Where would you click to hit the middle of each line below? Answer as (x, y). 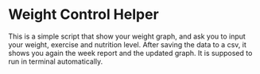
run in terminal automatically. (56, 61)
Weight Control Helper (83, 15)
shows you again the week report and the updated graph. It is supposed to (130, 53)
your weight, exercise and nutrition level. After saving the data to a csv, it (127, 44)
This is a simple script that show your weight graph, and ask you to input (127, 36)
